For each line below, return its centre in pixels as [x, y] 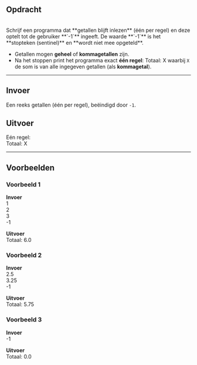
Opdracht [24, 10]
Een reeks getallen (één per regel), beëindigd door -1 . [71, 105]
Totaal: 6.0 [19, 240]
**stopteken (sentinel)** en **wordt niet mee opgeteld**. [75, 42]
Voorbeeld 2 [24, 255]
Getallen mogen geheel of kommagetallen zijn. [72, 54]
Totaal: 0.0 [19, 356]
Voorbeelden [30, 167]
